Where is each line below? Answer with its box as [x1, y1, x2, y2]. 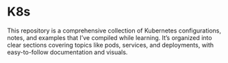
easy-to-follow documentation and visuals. [7, 48, 128, 56]
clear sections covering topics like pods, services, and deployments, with [7, 41, 214, 49]
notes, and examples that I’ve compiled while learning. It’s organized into [7, 33, 212, 41]
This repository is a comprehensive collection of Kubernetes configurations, [7, 26, 221, 35]
